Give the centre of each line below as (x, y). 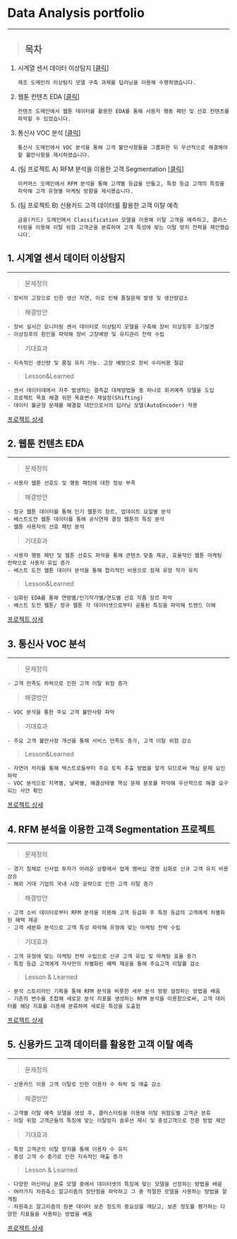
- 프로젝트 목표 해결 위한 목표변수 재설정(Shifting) (75, 398)
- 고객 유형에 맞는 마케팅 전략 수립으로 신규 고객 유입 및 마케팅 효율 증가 (102, 956)
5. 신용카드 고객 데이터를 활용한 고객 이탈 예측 (100, 1044)
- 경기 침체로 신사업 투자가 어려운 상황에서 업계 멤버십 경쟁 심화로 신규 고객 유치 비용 (118, 869)
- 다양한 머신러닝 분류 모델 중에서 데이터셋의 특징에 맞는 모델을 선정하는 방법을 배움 (115, 1184)
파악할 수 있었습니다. (44, 119)
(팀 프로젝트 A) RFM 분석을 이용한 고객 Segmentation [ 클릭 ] (101, 169)
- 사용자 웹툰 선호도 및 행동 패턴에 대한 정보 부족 (72, 483)
